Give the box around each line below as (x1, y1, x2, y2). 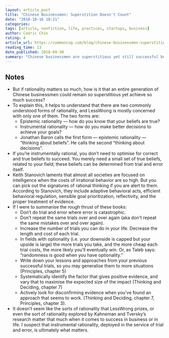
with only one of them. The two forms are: (12, 113, 100, 119)
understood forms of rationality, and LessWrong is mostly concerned (12, 108, 155, 114)
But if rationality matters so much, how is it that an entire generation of (12, 86, 159, 92)
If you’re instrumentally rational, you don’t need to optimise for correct (12, 151, 158, 157)
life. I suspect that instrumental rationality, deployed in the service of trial (12, 322, 164, 328)
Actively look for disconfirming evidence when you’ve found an (20, 290, 151, 296)
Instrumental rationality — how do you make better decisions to (20, 124, 152, 130)
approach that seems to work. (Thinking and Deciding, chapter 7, (20, 295, 155, 301)
